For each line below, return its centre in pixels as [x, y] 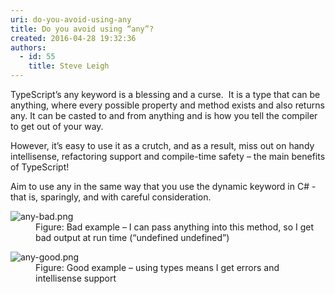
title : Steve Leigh [69, 66]
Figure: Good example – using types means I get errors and [157, 267]
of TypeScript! [40, 167]
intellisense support [76, 278]
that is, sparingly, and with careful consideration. [111, 197]
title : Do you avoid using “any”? [82, 29]
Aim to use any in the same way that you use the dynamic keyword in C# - [163, 186]
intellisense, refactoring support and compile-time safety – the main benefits [168, 156]
